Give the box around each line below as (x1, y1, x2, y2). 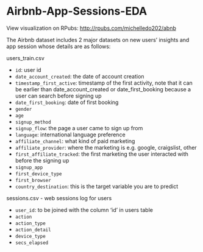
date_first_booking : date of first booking (15, 99, 119, 106)
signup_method (15, 119, 51, 125)
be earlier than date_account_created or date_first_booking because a (15, 85, 191, 93)
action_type (15, 220, 46, 226)
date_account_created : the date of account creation (15, 72, 144, 80)
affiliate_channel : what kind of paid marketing (15, 137, 135, 144)
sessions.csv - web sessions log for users (6, 194, 112, 201)
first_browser (15, 177, 51, 183)
